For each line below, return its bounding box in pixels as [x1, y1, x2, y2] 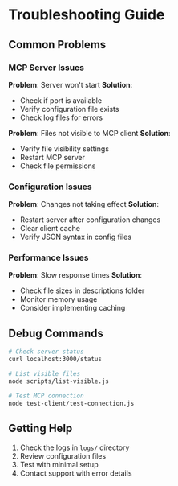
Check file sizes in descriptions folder [19, 286, 145, 295]
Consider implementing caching [19, 303, 126, 313]
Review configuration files [19, 451, 107, 461]
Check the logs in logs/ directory [19, 443, 130, 452]
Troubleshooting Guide [8, 6, 165, 24]
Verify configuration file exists [19, 104, 119, 113]
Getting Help [8, 421, 73, 435]
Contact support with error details [19, 468, 132, 478]
